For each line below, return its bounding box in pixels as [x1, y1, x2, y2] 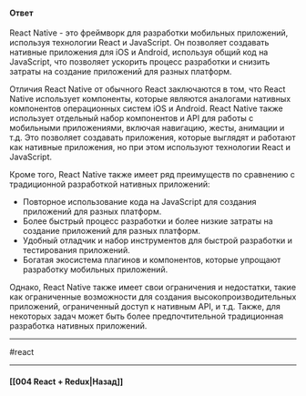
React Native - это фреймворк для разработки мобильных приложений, [9, 27, 289, 38]
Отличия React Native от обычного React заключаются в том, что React [9, 84, 286, 95]
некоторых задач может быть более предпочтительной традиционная [9, 310, 284, 322]
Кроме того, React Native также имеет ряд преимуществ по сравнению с [9, 169, 296, 180]
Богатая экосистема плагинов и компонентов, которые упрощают [22, 255, 281, 266]
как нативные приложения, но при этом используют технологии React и [9, 142, 291, 153]
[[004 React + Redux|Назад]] [9, 376, 124, 387]
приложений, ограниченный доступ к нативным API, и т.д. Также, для [9, 301, 280, 312]
